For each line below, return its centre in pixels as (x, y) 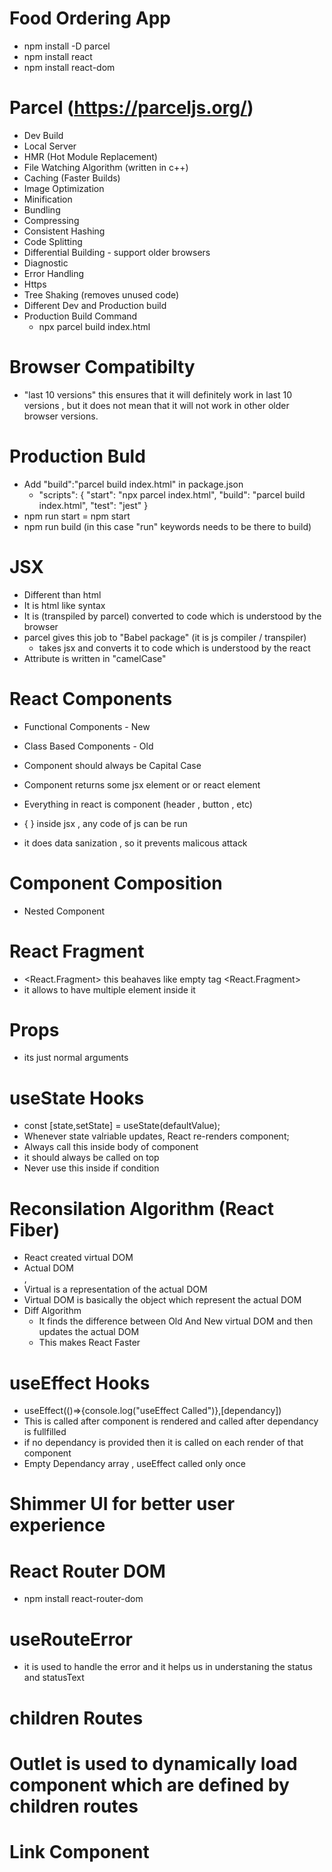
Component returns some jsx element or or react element (142, 784)
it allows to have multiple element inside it (109, 989)
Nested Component (64, 911)
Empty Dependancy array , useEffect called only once (134, 1464)
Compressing (51, 220)
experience (57, 1525)
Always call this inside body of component (111, 1147)
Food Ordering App (90, 18)
